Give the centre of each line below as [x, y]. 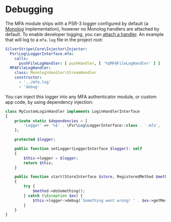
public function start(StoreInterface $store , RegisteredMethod [84, 177]
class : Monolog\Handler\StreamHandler [55, 73]
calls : [21, 59]
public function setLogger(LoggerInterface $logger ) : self [78, 149]
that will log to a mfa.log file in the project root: [54, 40]
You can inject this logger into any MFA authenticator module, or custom [81, 96]
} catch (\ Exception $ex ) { [53, 196]
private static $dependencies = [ [51, 121]
